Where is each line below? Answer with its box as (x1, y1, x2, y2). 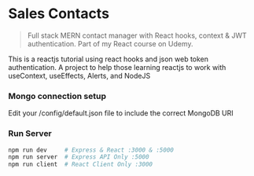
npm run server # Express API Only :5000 (8, 153, 149, 161)
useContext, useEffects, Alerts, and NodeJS (8, 71, 151, 80)
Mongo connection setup (8, 90, 107, 101)
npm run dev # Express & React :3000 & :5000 (8, 146, 175, 154)
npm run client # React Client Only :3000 (8, 160, 153, 169)
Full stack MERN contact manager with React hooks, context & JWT (27, 31, 247, 40)
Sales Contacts (8, 5, 110, 23)
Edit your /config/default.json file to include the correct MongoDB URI (8, 108, 234, 118)
